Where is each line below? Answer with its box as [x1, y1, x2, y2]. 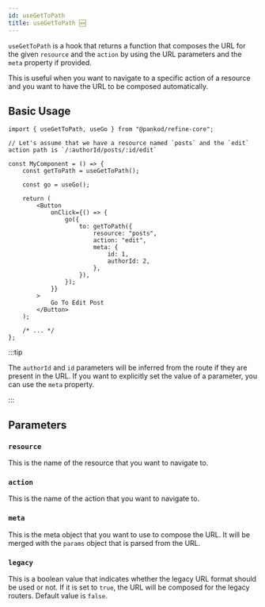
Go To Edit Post [50, 299, 104, 307]
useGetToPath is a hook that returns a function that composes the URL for [8, 40, 246, 50]
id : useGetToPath [8, 11, 66, 20]
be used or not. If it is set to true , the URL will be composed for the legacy [8, 582, 250, 592]
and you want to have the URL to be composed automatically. [8, 81, 208, 91]
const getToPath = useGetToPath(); [22, 167, 140, 175]
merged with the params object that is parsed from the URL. [8, 538, 201, 547]
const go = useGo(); [22, 181, 90, 189]
